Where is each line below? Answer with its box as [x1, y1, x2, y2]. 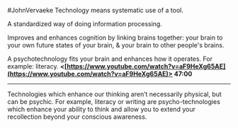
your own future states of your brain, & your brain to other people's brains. [7, 41, 225, 49]
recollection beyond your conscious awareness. [7, 112, 147, 121]
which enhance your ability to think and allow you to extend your [7, 105, 196, 113]
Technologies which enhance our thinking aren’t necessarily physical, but [7, 90, 222, 98]
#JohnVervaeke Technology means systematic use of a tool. [7, 6, 184, 14]
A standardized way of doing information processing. [7, 20, 163, 28]
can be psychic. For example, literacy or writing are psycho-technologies [7, 98, 221, 105]
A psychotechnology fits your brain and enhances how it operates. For [7, 54, 212, 63]
